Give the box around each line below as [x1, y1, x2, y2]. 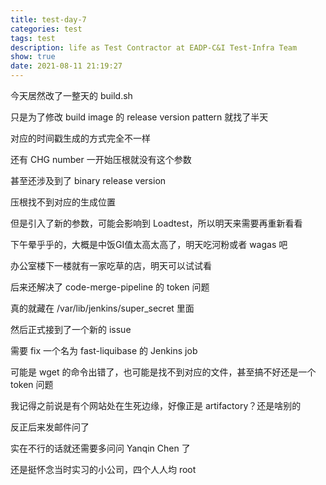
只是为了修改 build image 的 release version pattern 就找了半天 [10, 111, 269, 123]
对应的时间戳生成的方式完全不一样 [10, 132, 151, 144]
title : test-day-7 [10, 14, 87, 25]
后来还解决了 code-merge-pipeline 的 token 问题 [10, 281, 210, 293]
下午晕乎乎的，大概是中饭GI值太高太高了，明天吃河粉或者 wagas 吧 [10, 239, 288, 250]
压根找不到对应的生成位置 [10, 196, 116, 208]
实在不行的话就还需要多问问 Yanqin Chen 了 [10, 442, 191, 454]
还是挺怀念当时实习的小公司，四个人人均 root [10, 464, 197, 475]
